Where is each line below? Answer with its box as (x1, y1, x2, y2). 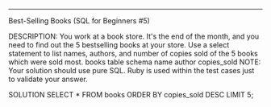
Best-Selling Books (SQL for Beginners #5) (8, 16, 151, 25)
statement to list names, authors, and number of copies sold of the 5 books (8, 49, 258, 58)
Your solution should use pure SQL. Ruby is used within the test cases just (8, 66, 255, 75)
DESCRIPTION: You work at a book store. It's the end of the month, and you (8, 31, 260, 41)
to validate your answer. (8, 74, 88, 84)
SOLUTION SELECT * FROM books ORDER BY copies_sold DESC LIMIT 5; (8, 90, 254, 99)
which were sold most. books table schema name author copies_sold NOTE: (8, 57, 261, 67)
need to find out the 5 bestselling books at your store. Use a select (8, 40, 230, 49)
